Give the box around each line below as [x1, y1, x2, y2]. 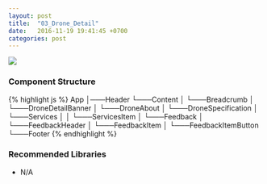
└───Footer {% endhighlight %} [8, 128, 118, 138]
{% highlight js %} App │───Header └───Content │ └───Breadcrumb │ [8, 94, 254, 104]
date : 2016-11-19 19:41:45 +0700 [8, 27, 128, 35]
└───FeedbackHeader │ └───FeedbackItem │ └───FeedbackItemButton [8, 120, 260, 130]
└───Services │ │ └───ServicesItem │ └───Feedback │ [8, 111, 204, 121]
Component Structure [8, 76, 96, 87]
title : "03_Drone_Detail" [8, 19, 99, 27]
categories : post [8, 34, 67, 43]
